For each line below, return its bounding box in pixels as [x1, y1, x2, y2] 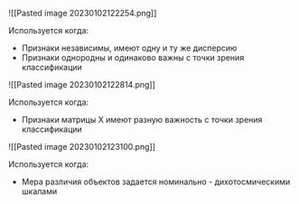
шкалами [21, 186, 58, 197]
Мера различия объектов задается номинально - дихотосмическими [21, 176, 291, 187]
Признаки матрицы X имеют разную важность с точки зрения [21, 115, 263, 125]
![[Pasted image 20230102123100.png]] [8, 142, 155, 152]
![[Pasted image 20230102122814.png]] [8, 79, 155, 89]
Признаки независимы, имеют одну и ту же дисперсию [21, 42, 238, 53]
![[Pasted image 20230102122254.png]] [8, 8, 157, 18]
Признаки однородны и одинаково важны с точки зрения [21, 52, 245, 62]
